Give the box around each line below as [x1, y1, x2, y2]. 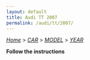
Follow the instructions [6, 48, 65, 55]
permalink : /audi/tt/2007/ [6, 20, 74, 26]
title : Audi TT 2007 [6, 14, 58, 20]
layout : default [6, 8, 47, 15]
